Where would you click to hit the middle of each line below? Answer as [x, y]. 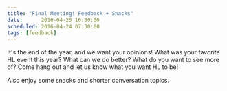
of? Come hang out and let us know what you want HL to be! [93, 67]
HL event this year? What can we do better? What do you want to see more [113, 60]
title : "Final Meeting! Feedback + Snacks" [71, 13]
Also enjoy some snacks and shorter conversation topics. [88, 81]
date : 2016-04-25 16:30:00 [53, 20]
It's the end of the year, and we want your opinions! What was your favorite [113, 52]
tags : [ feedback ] [32, 33]
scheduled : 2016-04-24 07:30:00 [53, 26]
